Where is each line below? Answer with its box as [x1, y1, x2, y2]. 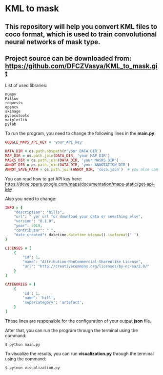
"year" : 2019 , [14, 223, 42, 228]
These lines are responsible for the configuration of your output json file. [5, 318, 151, 324]
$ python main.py [5, 342, 41, 347]
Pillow [5, 96, 19, 101]
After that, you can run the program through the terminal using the [5, 327, 138, 333]
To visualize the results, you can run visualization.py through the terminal [5, 351, 154, 356]
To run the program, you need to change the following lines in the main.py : [5, 131, 156, 136]
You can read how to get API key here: [5, 176, 82, 181]
